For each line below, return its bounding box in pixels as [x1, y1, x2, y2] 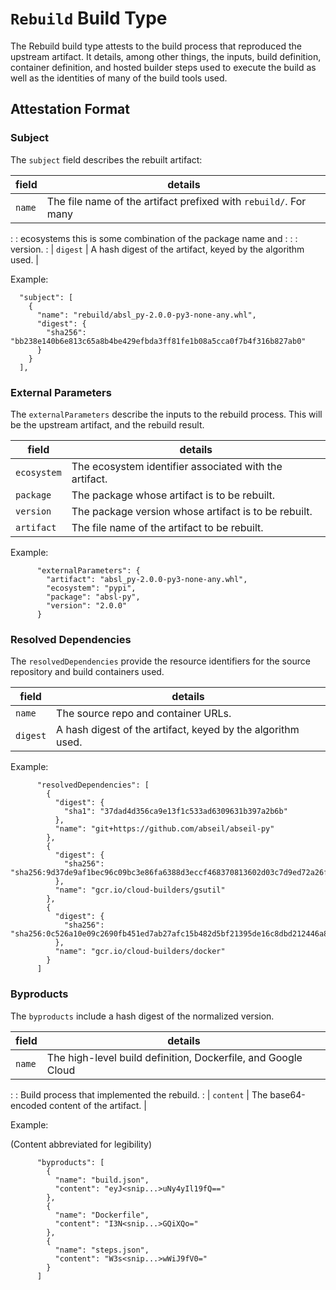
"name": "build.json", [54, 1175, 150, 1185]
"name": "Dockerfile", [54, 1210, 150, 1220]
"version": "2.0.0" [46, 600, 128, 611]
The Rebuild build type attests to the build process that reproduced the [10, 40, 303, 52]
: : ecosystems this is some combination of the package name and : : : [10, 232, 298, 244]
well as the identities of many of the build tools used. [10, 72, 228, 84]
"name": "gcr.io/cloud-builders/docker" [54, 947, 226, 957]
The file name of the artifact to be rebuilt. [71, 520, 264, 534]
